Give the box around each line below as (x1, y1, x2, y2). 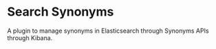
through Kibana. (7, 33, 53, 42)
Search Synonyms (7, 4, 114, 20)
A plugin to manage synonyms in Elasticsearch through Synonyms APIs (7, 27, 209, 35)
